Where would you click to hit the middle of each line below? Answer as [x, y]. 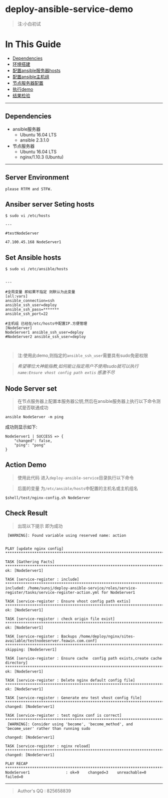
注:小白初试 [29, 24]
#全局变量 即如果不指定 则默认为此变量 [40, 292]
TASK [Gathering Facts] [30, 562]
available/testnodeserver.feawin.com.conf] [51, 641]
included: [15, 588]
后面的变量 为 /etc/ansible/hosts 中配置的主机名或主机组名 [78, 488]
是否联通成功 [35, 407]
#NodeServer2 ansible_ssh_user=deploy [45, 337]
